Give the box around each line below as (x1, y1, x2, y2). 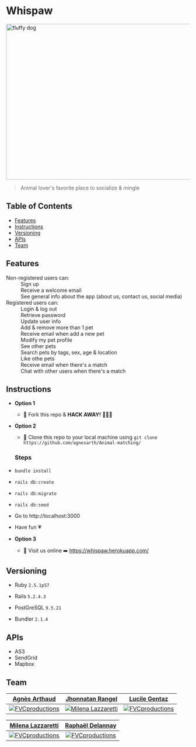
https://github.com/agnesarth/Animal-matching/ (23, 440, 141, 446)
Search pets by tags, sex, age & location (20, 349, 118, 356)
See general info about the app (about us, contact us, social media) (20, 292, 183, 300)
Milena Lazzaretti (9, 721, 59, 729)
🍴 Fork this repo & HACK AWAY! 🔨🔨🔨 (23, 411, 113, 418)
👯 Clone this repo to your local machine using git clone (23, 434, 157, 441)
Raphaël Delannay (65, 721, 117, 729)
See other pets (20, 342, 57, 349)
